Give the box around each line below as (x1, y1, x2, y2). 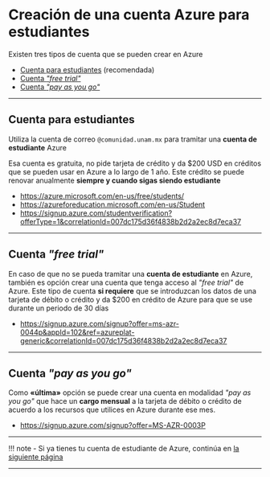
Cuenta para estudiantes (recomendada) (19, 64, 155, 74)
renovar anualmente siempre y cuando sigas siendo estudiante (8, 175, 221, 185)
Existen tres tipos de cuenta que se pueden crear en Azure (8, 49, 203, 59)
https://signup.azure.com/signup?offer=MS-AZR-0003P (19, 421, 207, 430)
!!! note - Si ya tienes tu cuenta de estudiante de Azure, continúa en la (8, 444, 239, 454)
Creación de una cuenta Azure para (8, 6, 250, 24)
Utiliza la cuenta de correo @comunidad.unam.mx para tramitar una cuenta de (8, 134, 257, 144)
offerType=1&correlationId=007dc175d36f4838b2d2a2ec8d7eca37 (19, 216, 242, 226)
